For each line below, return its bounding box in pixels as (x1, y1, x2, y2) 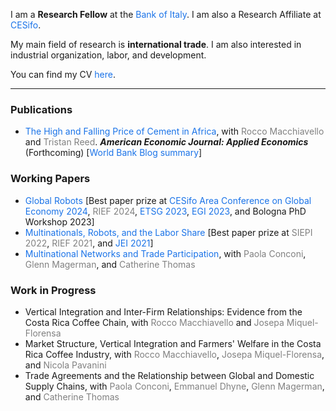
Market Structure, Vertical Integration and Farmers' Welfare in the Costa (24, 337, 322, 349)
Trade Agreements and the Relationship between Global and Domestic (24, 369, 315, 381)
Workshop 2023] (24, 215, 95, 228)
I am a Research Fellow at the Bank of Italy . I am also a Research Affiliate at (10, 9, 322, 20)
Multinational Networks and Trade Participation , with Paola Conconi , (24, 247, 307, 259)
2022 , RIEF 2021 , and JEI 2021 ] (24, 237, 154, 249)
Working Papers (10, 172, 91, 186)
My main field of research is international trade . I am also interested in (10, 39, 302, 50)
